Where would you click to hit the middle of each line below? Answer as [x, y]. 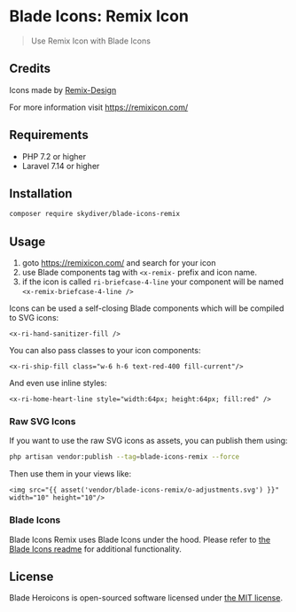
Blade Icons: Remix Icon [99, 16]
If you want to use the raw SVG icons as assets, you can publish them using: [148, 441]
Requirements [49, 135]
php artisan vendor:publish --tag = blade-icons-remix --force [125, 457]
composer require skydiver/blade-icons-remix [94, 214]
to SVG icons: [34, 318]
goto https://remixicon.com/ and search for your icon [119, 263]
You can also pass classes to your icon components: [105, 351]
